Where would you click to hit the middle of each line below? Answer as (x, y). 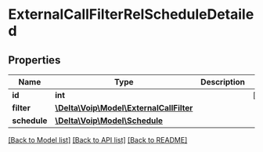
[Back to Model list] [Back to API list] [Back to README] (98, 140)
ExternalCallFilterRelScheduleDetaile (131, 14)
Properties (34, 60)
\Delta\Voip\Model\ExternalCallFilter (124, 108)
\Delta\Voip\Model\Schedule (108, 121)
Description (223, 82)
